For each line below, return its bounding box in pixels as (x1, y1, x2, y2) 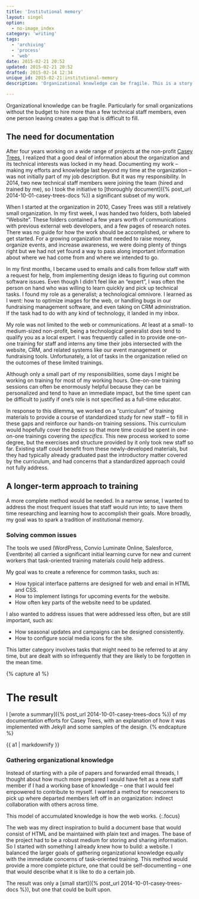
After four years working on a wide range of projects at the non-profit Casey (6, 147, 193, 154)
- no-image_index (11, 25, 55, 31)
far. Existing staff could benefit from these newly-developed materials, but (6, 445, 188, 452)
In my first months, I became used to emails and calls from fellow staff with (6, 265, 190, 272)
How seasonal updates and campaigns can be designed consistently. (14, 628, 185, 635)
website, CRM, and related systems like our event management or (6, 346, 168, 354)
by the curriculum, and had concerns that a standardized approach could (6, 458, 185, 465)
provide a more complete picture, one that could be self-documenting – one (6, 862, 192, 869)
